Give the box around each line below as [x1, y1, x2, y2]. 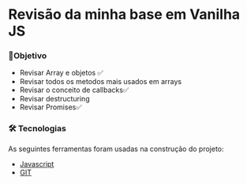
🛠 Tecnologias [8, 123, 67, 134]
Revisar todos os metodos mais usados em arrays [19, 77, 182, 86]
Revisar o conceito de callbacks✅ [19, 85, 129, 95]
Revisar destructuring [19, 94, 90, 104]
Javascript [19, 159, 54, 168]
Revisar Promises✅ [19, 102, 83, 112]
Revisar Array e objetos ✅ [19, 68, 104, 78]
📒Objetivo [8, 50, 47, 61]
